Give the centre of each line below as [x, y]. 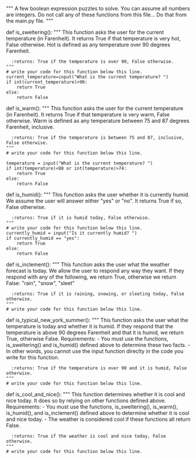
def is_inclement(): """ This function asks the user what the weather [88, 265]
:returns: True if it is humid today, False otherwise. [81, 218]
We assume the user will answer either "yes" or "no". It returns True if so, [94, 201]
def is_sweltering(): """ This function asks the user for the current [85, 32]
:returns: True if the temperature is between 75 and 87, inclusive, [98, 138]
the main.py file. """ [30, 21]
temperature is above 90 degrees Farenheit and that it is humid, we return [95, 332]
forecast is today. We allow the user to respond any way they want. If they [95, 271]
